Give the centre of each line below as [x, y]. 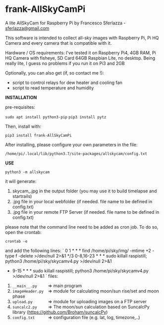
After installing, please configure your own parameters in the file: [71, 145]
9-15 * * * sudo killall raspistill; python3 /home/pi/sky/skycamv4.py [80, 271]
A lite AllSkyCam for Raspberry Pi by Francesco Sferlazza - [65, 23]
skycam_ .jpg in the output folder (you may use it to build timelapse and [84, 191]
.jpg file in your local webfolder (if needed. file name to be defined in [82, 201]
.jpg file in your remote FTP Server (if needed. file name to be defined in [86, 212]
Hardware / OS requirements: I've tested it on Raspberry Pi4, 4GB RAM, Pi [81, 53]
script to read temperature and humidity [53, 87]
